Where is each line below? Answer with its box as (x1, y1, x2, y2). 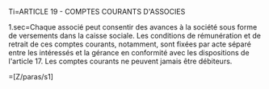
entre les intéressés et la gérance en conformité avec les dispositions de (8, 48, 250, 57)
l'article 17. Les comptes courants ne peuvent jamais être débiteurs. (8, 56, 233, 66)
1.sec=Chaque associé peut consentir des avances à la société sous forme (8, 22, 258, 31)
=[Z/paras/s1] (8, 72, 54, 81)
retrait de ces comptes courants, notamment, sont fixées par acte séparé (8, 39, 252, 49)
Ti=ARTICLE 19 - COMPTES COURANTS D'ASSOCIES (8, 7, 186, 16)
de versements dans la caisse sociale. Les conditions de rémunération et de (8, 31, 261, 40)
